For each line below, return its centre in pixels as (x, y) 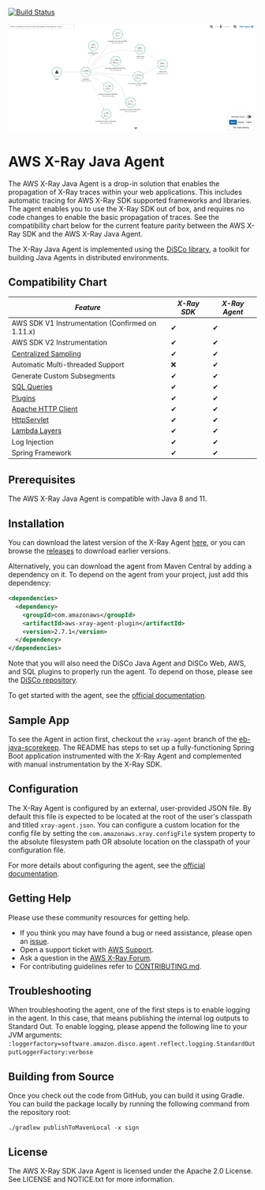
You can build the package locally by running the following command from (129, 1104)
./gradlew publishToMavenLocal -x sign (74, 1128)
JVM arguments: (35, 1035)
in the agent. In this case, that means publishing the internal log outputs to (129, 1018)
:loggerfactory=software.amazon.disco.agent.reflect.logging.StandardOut (132, 1044)
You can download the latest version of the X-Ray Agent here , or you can (127, 543)
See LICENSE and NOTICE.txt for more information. (91, 1180)
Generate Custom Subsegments (63, 376)
